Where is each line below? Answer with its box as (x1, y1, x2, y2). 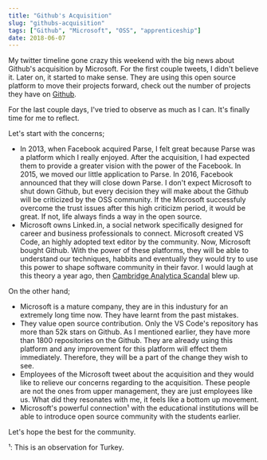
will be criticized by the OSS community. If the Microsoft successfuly (19, 195, 246, 205)
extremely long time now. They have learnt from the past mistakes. (19, 310, 239, 320)
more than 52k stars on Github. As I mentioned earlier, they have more (19, 327, 251, 337)
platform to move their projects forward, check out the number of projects (8, 81, 251, 91)
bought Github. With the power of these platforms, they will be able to (19, 246, 249, 255)
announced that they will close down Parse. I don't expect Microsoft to (19, 178, 253, 188)
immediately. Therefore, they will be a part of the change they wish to (19, 353, 249, 362)
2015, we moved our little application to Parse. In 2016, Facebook (19, 170, 234, 179)
